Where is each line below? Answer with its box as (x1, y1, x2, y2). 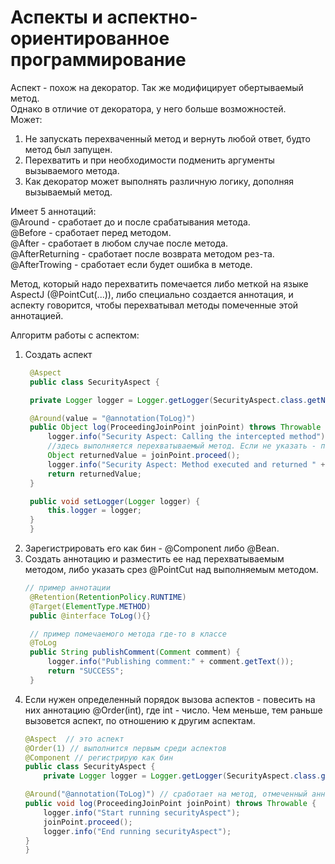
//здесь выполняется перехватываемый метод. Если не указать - (47, 441, 317, 451)
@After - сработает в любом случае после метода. (10, 237, 229, 249)
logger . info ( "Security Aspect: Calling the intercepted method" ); (47, 432, 330, 442)
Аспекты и (10, 6, 103, 29)
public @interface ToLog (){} (29, 611, 152, 621)
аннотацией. (10, 309, 64, 321)
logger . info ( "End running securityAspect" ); (43, 826, 232, 836)
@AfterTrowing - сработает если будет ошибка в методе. (10, 258, 253, 270)
